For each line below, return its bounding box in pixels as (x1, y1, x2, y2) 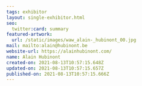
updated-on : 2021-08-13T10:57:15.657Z (6, 65, 104, 71)
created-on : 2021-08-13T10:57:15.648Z (6, 59, 104, 65)
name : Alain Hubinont (6, 54, 61, 60)
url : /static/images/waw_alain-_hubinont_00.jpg (11, 37, 137, 43)
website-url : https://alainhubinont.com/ (6, 48, 112, 55)
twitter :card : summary (11, 25, 69, 32)
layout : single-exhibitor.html (6, 15, 85, 21)
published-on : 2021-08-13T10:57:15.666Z (6, 71, 110, 77)
